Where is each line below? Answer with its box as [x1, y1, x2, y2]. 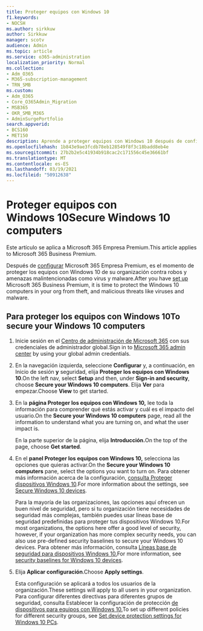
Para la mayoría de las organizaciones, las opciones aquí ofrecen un [14, 499, 185, 506]
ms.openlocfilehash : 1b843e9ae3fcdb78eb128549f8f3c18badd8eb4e [6, 143, 169, 150]
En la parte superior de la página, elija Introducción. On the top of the [14, 436, 187, 443]
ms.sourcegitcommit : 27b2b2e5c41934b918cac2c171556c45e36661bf [6, 149, 169, 155]
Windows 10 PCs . [14, 618, 59, 626]
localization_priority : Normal [6, 59, 85, 65]
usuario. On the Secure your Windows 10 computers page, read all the [14, 412, 192, 419]
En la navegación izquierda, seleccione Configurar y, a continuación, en [14, 361, 195, 369]
